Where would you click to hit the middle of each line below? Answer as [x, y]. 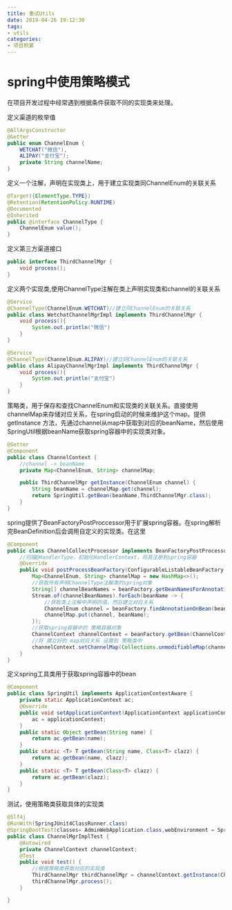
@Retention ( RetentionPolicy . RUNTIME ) [61, 202]
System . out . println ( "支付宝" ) [74, 379]
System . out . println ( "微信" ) [71, 328]
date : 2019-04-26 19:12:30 [46, 20]
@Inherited [23, 215]
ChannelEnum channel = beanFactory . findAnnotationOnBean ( [129, 609]
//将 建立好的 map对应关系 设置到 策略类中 [87, 640]
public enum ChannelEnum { [46, 143]
